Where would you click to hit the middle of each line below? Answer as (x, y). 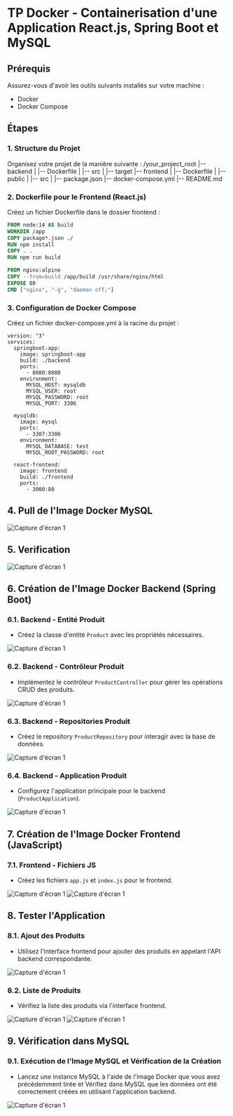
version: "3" (26, 336)
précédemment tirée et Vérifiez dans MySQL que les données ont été (117, 1084)
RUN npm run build (34, 257)
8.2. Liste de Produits (44, 990)
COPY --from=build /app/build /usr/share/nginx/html (86, 277)
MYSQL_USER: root (51, 391)
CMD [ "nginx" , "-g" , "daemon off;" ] (61, 290)
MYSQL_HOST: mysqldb (56, 385)
